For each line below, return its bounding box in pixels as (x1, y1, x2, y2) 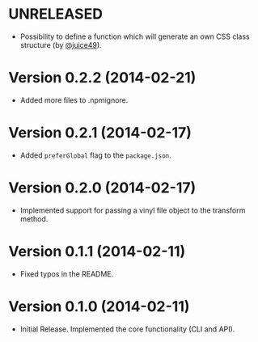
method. (19, 213, 49, 223)
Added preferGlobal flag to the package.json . (19, 150, 171, 160)
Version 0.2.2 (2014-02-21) (8, 69, 197, 87)
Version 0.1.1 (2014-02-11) (8, 242, 186, 260)
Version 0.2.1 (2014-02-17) (8, 124, 192, 142)
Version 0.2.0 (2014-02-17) (8, 179, 197, 196)
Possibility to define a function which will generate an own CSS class (19, 32, 250, 41)
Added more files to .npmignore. (19, 95, 129, 105)
